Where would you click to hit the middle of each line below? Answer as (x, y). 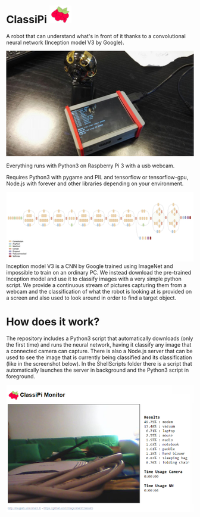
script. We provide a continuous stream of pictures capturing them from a (96, 285)
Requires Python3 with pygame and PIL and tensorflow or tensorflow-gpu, (97, 177)
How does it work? (53, 322)
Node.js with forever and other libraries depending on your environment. (95, 183)
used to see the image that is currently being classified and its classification (99, 357)
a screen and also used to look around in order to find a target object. (91, 298)
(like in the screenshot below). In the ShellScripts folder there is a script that (99, 363)
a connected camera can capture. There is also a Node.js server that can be (100, 351)
